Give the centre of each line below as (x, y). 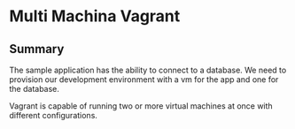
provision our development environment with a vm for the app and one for (144, 80)
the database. (35, 89)
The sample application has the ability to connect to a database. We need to (148, 70)
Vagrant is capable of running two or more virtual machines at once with (141, 106)
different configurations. (53, 115)
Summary (37, 49)
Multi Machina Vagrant (95, 16)
